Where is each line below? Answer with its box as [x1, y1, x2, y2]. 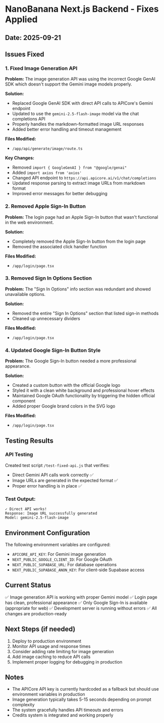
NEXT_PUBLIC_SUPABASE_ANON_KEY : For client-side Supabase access [12, 567, 144, 573]
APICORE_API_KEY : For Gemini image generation [12, 551, 106, 557]
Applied [5, 14, 38, 25]
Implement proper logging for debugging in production [12, 659, 122, 665]
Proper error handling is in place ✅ [12, 483, 82, 489]
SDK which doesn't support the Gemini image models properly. [5, 81, 132, 87]
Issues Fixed [5, 50, 45, 58]
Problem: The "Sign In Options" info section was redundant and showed [5, 286, 151, 292]
